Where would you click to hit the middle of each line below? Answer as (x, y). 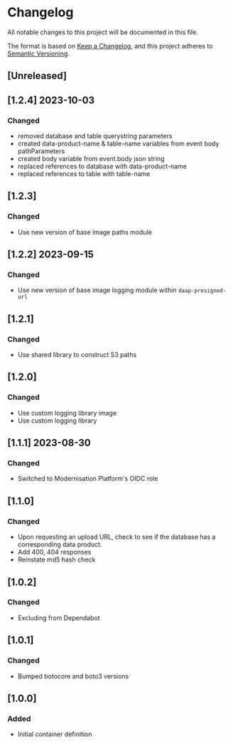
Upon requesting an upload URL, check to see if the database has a (116, 537)
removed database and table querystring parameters (95, 136)
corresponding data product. (60, 544)
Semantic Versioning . (38, 53)
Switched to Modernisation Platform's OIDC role (88, 479)
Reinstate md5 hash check (56, 559)
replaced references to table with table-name (84, 174)
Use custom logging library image (67, 413)
